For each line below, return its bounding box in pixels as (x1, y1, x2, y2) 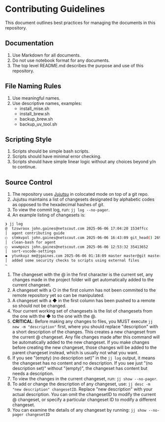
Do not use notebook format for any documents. (12, 57, 110, 63)
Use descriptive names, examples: (12, 100, 82, 106)
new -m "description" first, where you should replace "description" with (12, 323, 158, 329)
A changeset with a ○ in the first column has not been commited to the (12, 287, 156, 293)
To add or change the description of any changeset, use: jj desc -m (12, 381, 151, 387)
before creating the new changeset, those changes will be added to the (12, 344, 157, 350)
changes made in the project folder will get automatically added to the (12, 276, 154, 283)
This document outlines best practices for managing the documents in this (5, 20, 156, 26)
